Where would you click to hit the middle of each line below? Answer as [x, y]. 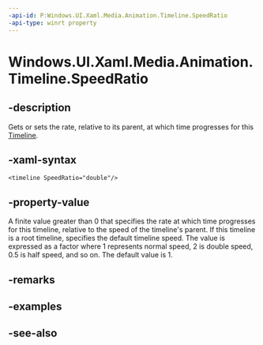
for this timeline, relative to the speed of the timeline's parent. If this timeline [132, 230]
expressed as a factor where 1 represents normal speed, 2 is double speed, [131, 246]
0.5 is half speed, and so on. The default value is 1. [90, 255]
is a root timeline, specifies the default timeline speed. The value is [116, 238]
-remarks [32, 280]
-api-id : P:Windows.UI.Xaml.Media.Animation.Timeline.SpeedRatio [118, 15]
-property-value [49, 202]
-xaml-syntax [43, 160]
